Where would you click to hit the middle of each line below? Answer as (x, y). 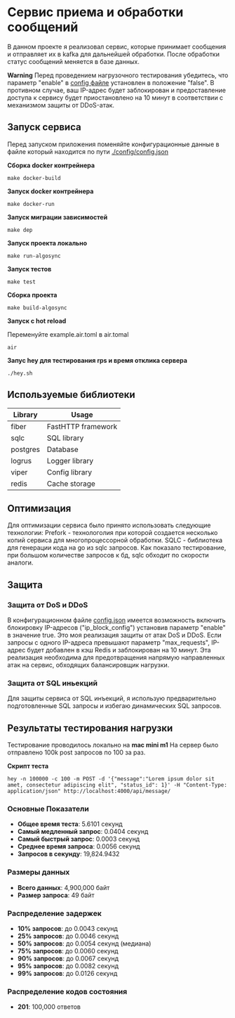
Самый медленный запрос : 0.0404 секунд (83, 832)
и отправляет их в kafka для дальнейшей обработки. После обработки (113, 54)
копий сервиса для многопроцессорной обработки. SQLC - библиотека (115, 540)
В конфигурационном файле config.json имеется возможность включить (116, 620)
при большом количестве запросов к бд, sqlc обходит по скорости (108, 555)
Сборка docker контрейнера (51, 165)
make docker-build (34, 178)
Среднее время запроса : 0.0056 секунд (79, 846)
